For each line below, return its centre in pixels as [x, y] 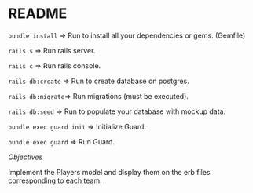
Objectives [26, 157]
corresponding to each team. [55, 180]
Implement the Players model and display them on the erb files [109, 172]
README [38, 14]
